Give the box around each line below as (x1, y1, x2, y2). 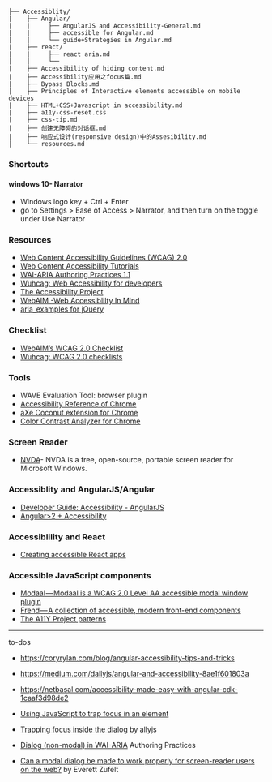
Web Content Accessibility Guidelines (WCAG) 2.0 (19, 252, 188, 263)
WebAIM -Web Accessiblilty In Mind (19, 296, 140, 306)
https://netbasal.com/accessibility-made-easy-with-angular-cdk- (19, 685, 239, 694)
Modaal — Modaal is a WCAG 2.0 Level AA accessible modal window (19, 588, 249, 598)
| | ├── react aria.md (8, 50, 111, 58)
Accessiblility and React (8, 531, 106, 543)
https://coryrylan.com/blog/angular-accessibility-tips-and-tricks (19, 653, 235, 663)
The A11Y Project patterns (19, 614, 107, 624)
